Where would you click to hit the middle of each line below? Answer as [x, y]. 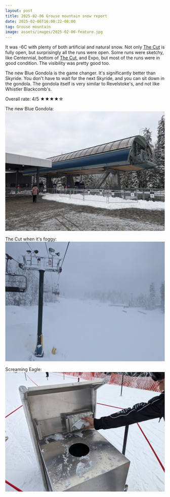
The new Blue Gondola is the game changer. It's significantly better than [80, 73]
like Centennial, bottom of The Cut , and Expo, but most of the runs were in [83, 58]
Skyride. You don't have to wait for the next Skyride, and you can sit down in [85, 78]
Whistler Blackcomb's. [29, 89]
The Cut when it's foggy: [31, 239]
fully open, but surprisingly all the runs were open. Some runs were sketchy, [84, 53]
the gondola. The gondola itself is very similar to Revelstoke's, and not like [82, 84]
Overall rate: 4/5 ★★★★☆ [34, 99]
